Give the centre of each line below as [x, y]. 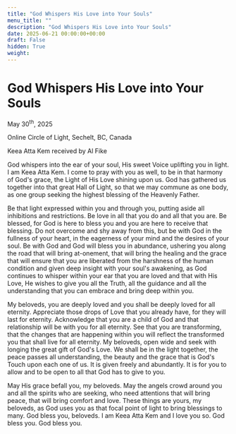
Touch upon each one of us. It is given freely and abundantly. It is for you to [117, 365]
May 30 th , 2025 [30, 123]
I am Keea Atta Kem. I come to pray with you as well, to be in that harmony [115, 172]
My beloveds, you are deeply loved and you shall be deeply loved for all [111, 305]
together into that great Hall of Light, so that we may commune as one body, [118, 187]
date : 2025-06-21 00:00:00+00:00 [56, 34]
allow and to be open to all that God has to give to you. [86, 372]
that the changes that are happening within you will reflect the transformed [116, 334]
